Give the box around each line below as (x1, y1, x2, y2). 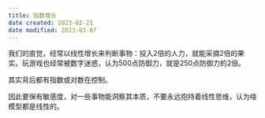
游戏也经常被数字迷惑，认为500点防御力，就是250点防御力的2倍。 (28, 58, 246, 68)
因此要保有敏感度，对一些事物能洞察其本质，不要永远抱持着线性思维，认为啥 (8, 92, 257, 101)
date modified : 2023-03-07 (8, 26, 97, 34)
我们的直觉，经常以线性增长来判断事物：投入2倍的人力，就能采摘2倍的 (8, 49, 238, 58)
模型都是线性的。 (8, 101, 64, 111)
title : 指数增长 (8, 11, 57, 20)
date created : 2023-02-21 (8, 19, 93, 27)
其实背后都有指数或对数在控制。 (8, 76, 112, 85)
